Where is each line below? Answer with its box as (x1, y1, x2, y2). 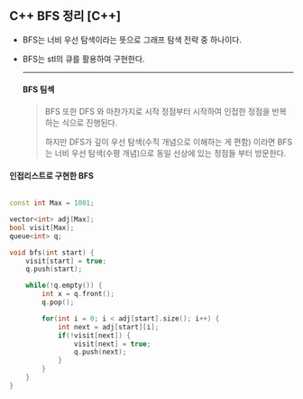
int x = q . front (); (41, 290, 115, 299)
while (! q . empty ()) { (25, 281, 103, 291)
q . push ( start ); (25, 264, 83, 274)
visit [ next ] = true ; (73, 339, 151, 348)
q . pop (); (41, 298, 75, 307)
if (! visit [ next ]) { (57, 330, 131, 340)
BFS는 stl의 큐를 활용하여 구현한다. (22, 53, 145, 64)
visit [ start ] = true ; (25, 256, 106, 265)
